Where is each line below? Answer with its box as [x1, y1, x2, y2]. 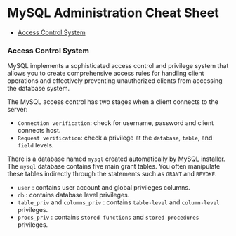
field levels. [17, 141, 54, 150]
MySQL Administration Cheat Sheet [7, 5, 219, 21]
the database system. [7, 84, 70, 93]
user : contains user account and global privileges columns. [17, 183, 191, 192]
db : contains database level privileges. [17, 191, 130, 199]
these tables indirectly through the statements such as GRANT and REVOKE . [7, 170, 217, 178]
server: [7, 105, 28, 114]
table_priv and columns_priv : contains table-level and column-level [17, 198, 220, 206]
